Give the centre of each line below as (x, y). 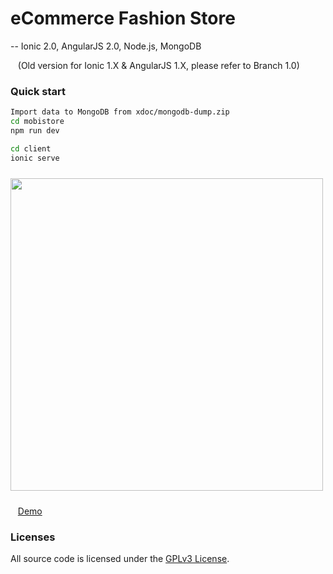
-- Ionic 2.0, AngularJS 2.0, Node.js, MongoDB (106, 46)
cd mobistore (37, 122)
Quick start (38, 91)
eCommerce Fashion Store (123, 18)
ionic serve (35, 158)
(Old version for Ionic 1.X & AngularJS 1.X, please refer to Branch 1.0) (158, 65)
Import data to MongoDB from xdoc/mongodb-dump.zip (120, 112)
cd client (31, 148)
